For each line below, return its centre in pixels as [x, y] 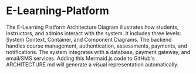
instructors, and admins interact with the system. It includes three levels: [94, 33]
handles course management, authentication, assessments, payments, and [97, 46]
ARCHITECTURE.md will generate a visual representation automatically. [92, 64]
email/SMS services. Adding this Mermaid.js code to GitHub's [81, 58]
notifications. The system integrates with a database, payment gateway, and [98, 52]
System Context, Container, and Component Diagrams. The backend [89, 39]
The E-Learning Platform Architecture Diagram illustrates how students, [92, 27]
